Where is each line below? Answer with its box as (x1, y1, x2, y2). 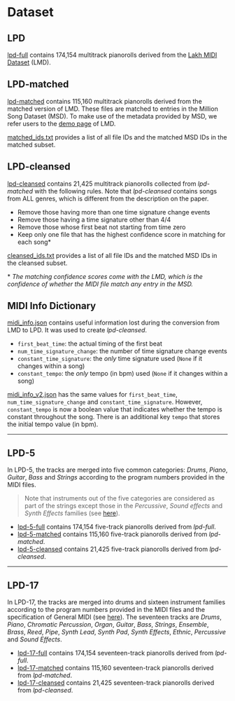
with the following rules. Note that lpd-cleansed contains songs (34, 186, 218, 195)
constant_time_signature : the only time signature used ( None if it (17, 355, 203, 363)
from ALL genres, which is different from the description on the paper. (7, 194, 209, 203)
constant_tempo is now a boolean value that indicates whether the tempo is (7, 405, 222, 414)
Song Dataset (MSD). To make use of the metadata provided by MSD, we (7, 111, 218, 120)
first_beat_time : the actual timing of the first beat (17, 339, 162, 348)
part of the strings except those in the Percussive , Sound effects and (24, 502, 223, 510)
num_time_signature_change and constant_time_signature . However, (7, 397, 203, 407)
